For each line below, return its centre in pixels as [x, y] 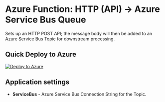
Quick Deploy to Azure [41, 54]
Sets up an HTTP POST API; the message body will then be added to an [79, 33]
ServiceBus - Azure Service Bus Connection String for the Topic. [79, 94]
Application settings [37, 82]
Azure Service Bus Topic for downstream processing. [60, 39]
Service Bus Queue [46, 20]
